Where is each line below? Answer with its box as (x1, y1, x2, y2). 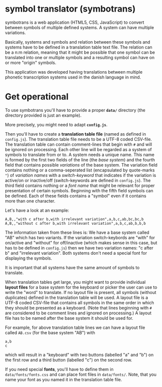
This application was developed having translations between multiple (5, 69, 143, 75)
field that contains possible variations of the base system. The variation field (5, 162, 158, 168)
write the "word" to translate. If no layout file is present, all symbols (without (5, 289, 157, 295)
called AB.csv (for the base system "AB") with (5, 329, 95, 335)
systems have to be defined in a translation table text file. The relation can (5, 44, 152, 50)
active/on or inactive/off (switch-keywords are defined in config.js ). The (5, 177, 151, 183)
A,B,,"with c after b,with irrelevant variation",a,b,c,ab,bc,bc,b (5, 217, 144, 221)
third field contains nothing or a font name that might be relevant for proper (5, 183, 155, 188)
